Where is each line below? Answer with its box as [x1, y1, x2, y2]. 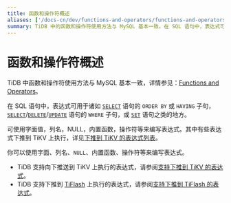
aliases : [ [7, 17, 38, 23]
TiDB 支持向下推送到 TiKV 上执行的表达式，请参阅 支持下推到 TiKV [16, 163, 204, 171]
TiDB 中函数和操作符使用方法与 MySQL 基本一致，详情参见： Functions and [7, 78, 219, 87]
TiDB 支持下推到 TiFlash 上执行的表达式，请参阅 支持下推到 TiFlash [16, 180, 206, 189]
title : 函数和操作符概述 [7, 10, 70, 17]
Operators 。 [7, 87, 43, 96]
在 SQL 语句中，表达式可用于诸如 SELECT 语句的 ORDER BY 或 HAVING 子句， [7, 102, 215, 110]
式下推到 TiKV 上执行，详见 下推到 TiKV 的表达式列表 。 [7, 133, 162, 142]
